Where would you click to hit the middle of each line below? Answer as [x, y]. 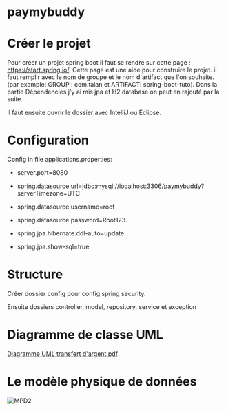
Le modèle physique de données [102, 382]
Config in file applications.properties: [60, 160]
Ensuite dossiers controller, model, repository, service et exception [102, 307]
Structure [35, 274]
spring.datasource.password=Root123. [72, 220]
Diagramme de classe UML [85, 335]
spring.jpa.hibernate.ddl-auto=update [71, 233]
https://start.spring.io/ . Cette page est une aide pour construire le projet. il [112, 70]
